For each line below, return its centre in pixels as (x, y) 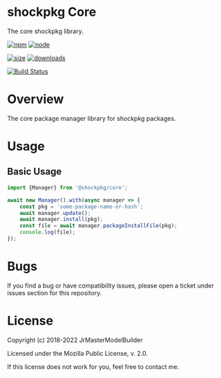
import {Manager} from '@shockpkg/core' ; (68, 187)
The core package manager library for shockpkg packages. (92, 118)
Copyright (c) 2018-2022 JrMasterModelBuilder (75, 340)
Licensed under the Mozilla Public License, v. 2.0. (78, 353)
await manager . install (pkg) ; (61, 219)
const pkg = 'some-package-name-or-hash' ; (81, 207)
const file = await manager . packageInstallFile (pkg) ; (98, 226)
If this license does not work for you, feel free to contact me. (93, 366)
